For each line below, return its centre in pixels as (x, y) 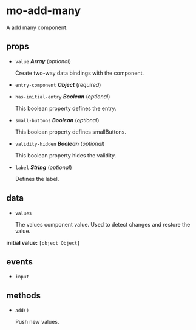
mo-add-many (44, 11)
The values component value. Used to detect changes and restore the (103, 224)
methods (24, 295)
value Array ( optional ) (43, 61)
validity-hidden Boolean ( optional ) (60, 143)
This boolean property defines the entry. (66, 108)
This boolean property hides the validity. (66, 155)
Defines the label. (37, 179)
